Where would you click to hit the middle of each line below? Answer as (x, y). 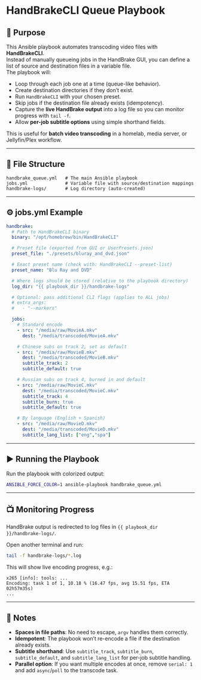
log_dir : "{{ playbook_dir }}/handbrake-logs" (71, 286)
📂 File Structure (36, 164)
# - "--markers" (35, 309)
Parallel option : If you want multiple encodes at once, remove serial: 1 (104, 664)
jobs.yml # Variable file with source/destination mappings (100, 183)
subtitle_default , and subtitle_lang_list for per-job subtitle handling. (103, 657)
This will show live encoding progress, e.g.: (60, 567)
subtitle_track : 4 (45, 396)
